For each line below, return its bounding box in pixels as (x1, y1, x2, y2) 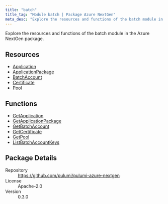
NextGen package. (5, 36, 44, 42)
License (5, 177, 22, 183)
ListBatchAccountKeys (12, 139, 59, 145)
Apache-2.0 (18, 183, 43, 189)
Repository (5, 167, 28, 173)
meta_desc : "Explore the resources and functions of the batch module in (5, 17, 163, 22)
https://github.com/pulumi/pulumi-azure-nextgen (18, 172, 120, 178)
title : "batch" (5, 7, 37, 13)
